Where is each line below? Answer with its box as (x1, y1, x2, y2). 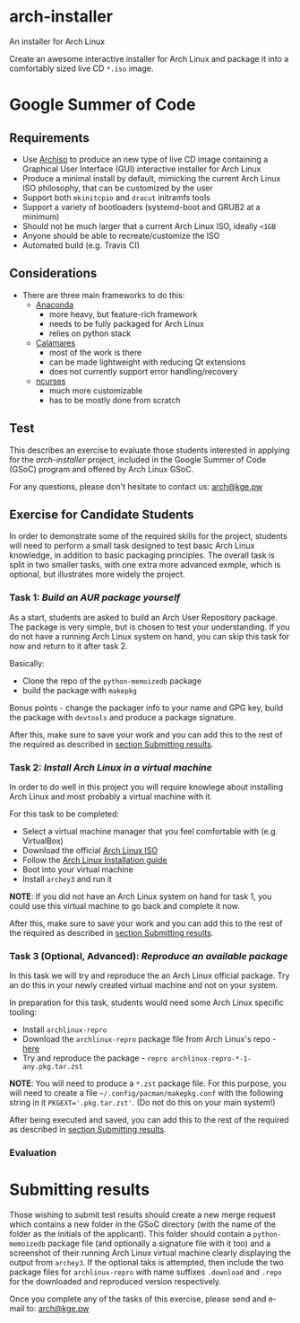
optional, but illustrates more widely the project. (9, 569, 185, 580)
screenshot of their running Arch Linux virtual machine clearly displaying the (9, 1248, 291, 1258)
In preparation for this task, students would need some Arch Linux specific (9, 997, 285, 1008)
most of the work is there (48, 347, 142, 357)
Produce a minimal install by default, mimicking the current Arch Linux (21, 172, 281, 183)
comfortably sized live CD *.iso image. (9, 63, 154, 74)
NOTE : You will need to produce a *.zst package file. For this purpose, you (9, 1078, 287, 1089)
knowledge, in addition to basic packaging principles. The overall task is (9, 550, 275, 560)
